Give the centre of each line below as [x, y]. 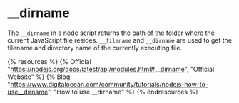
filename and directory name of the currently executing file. [95, 48]
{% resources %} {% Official [49, 61]
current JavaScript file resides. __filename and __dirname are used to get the [120, 40]
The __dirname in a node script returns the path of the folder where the [111, 33]
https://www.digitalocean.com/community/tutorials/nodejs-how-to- [110, 84]
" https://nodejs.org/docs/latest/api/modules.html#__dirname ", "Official [111, 69]
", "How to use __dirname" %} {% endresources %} [123, 92]
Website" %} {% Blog [39, 77]
